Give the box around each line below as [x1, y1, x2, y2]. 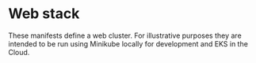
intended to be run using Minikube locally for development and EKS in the [8, 39, 248, 48]
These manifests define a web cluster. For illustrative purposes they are [8, 31, 242, 40]
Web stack [8, 5, 80, 23]
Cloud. [8, 47, 30, 57]
